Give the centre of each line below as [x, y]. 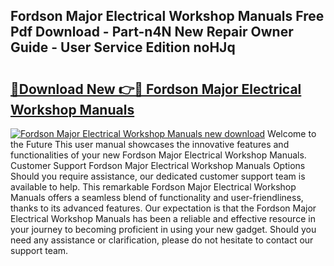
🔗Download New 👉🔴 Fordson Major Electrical [156, 89]
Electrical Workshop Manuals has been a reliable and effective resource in [163, 218]
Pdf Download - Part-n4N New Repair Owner [152, 32]
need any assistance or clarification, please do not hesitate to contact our [162, 240]
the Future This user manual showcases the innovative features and [150, 144]
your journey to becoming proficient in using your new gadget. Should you [163, 229]
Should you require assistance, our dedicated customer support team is [158, 176]
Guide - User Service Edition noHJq [123, 47]
